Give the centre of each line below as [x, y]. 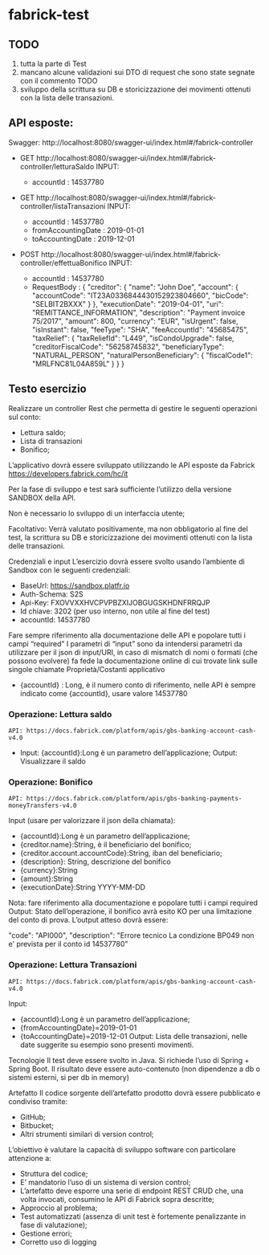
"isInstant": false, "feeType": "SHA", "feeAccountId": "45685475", [140, 329]
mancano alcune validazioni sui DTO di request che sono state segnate [137, 72]
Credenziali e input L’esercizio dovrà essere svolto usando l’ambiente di [126, 561]
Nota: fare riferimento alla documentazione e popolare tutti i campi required [133, 903]
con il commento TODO [59, 81]
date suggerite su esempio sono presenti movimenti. [107, 1045]
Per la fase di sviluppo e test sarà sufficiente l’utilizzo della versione [120, 489]
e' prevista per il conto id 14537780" [68, 944]
